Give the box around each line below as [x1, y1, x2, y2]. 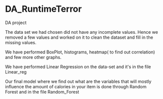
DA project [5, 20, 27, 25]
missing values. [5, 39, 37, 45]
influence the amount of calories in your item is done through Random [5, 83, 147, 89]
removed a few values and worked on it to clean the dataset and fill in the [5, 34, 153, 40]
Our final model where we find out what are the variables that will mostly [5, 78, 152, 84]
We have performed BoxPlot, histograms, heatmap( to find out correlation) [5, 49, 156, 55]
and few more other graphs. [5, 54, 62, 60]
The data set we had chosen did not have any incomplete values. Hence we [5, 29, 158, 35]
